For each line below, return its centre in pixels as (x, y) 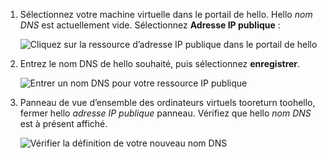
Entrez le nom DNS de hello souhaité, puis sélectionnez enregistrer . (160, 63)
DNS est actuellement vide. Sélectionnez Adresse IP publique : (150, 25)
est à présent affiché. (63, 123)
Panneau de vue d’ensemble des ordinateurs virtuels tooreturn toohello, (167, 102)
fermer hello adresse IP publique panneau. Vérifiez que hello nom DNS (165, 113)
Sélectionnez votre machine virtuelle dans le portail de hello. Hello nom (166, 14)
